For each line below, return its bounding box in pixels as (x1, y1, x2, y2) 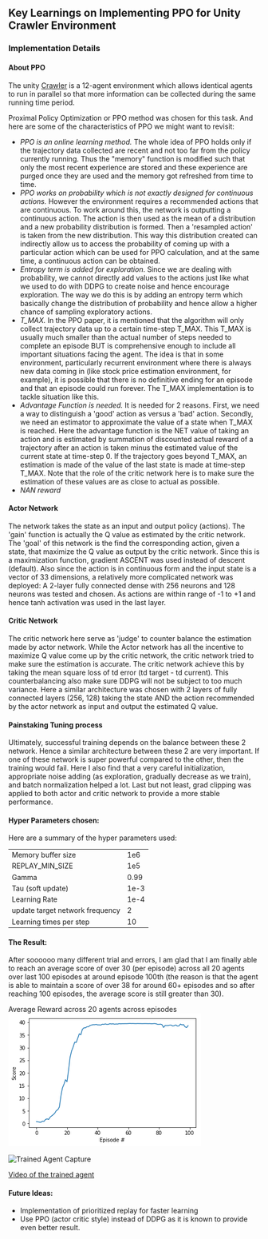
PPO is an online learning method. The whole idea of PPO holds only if (19, 137, 252, 146)
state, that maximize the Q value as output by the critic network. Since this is (8, 547, 260, 556)
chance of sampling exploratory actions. (19, 307, 153, 317)
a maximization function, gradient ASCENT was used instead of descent (8, 555, 246, 564)
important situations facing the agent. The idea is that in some (19, 349, 224, 359)
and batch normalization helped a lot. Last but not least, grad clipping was (8, 780, 252, 790)
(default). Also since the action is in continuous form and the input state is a (8, 564, 257, 573)
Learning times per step (11, 917, 90, 926)
